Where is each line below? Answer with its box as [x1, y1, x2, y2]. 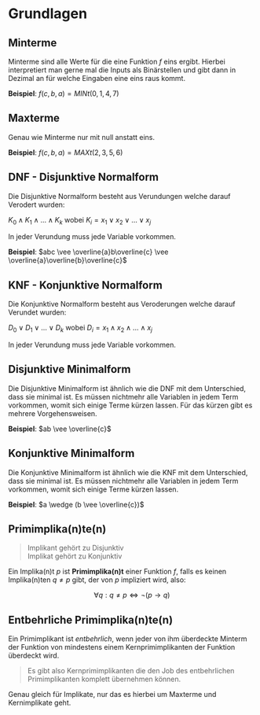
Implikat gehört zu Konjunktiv [27, 551, 123, 561]
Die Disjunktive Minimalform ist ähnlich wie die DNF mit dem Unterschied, [8, 383, 246, 393]
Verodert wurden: [8, 200, 65, 209]
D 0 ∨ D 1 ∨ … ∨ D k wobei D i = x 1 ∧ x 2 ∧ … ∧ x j [8, 323, 153, 334]
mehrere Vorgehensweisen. [8, 408, 97, 418]
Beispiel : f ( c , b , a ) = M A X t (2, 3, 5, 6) [8, 147, 123, 157]
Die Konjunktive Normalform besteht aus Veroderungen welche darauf [8, 300, 236, 309]
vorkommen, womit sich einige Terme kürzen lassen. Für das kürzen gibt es [8, 400, 253, 410]
